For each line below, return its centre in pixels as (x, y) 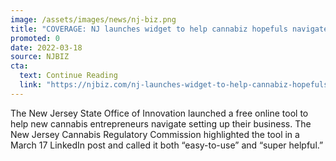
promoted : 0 (35, 38)
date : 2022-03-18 (46, 47)
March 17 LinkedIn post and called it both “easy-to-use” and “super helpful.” (167, 145)
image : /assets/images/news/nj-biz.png (93, 19)
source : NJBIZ (40, 57)
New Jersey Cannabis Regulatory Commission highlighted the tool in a (155, 134)
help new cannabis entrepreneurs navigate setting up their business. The (161, 123)
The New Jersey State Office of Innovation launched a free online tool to (159, 113)
